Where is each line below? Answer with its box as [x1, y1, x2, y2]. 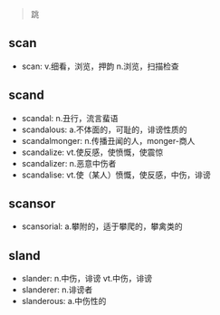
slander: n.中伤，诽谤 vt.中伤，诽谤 [21, 273, 153, 284]
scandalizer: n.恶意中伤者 [21, 157, 117, 168]
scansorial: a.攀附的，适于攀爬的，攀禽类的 [21, 221, 183, 232]
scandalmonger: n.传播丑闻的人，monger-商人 [21, 135, 196, 146]
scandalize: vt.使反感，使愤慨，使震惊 [21, 147, 164, 157]
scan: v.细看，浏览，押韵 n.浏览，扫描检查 [21, 61, 179, 72]
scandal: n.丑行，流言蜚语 [21, 112, 119, 123]
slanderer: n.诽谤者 [21, 284, 93, 295]
